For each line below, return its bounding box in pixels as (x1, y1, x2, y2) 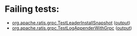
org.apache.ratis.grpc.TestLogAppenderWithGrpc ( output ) (11, 25, 132, 31)
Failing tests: (4, 3, 59, 15)
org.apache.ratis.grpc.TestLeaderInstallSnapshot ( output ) (11, 20, 130, 26)
